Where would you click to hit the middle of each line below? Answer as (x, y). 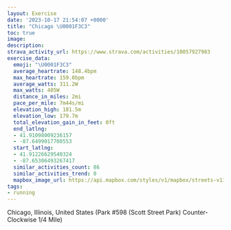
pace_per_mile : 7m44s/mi (49, 103)
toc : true (21, 33)
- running (21, 193)
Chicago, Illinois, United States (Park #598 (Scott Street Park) (94, 212)
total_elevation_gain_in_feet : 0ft (64, 122)
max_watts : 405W (36, 90)
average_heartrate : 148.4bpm (55, 71)
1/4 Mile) (51, 220)
